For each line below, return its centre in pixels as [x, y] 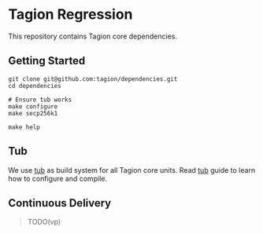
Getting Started [47, 61]
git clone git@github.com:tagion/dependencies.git [93, 79]
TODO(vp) [44, 222]
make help [24, 127]
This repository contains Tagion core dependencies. [93, 36]
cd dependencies [35, 86]
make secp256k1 [33, 113]
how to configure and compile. [58, 178]
